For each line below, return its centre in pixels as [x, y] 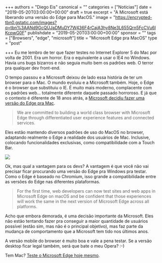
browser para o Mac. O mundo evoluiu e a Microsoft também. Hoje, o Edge [80, 82]
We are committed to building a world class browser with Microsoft [84, 113]
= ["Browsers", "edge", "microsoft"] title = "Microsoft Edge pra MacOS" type [81, 38]
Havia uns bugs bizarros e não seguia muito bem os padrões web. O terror [79, 63]
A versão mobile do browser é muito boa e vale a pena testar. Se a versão [79, 241]
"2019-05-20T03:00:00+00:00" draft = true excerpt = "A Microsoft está [77, 12]
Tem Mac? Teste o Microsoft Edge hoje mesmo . [52, 255]
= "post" [14, 43]
